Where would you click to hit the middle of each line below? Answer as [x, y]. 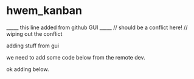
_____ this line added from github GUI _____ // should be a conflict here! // [97, 27]
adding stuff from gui [33, 46]
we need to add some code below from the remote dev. [76, 57]
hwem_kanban [44, 11]
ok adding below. [28, 69]
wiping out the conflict [34, 33]
